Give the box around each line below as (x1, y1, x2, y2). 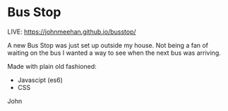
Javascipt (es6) (17, 75, 64, 84)
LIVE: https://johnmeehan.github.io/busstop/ (7, 27, 136, 36)
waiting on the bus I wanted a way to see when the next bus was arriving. (7, 48, 221, 57)
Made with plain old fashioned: (7, 62, 97, 70)
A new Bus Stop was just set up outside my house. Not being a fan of (7, 41, 209, 49)
